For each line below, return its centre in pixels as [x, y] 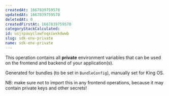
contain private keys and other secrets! [46, 88]
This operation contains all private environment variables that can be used [83, 57]
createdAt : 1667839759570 [32, 10]
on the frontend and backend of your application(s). [59, 63]
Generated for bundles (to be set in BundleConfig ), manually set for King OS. [85, 73]
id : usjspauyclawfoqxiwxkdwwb [37, 34]
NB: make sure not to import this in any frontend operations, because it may [84, 82]
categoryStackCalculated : [32, 29]
